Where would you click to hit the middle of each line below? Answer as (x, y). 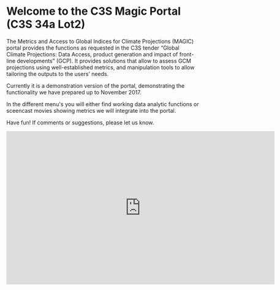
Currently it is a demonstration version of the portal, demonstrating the (96, 86)
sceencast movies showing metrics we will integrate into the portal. (91, 110)
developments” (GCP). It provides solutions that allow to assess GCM (104, 61)
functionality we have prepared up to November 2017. (74, 92)
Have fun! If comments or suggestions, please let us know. (80, 122)
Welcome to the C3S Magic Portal (94, 11)
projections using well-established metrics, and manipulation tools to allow (100, 67)
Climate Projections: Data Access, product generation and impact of (92, 54)
